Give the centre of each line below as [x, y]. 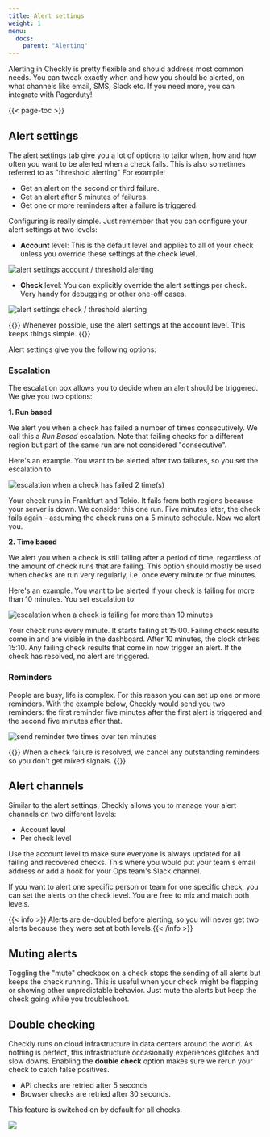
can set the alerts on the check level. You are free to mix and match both [129, 895]
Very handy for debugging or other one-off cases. [103, 294]
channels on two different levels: [62, 814]
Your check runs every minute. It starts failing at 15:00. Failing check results [134, 631]
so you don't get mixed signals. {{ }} [67, 760]
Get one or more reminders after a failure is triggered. [109, 205]
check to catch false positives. [59, 1069]
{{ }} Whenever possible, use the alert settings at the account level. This [127, 325]
